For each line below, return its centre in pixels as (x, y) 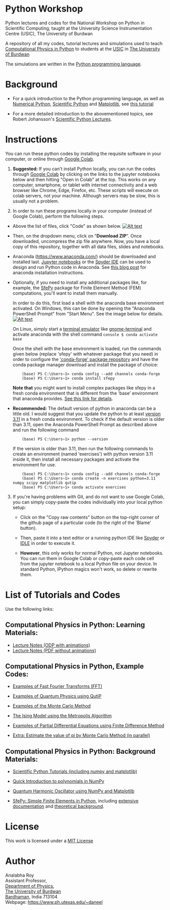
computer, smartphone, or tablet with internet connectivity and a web (85, 185)
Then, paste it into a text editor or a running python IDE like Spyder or (92, 538)
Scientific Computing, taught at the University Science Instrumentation (79, 28)
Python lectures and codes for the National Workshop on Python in (75, 23)
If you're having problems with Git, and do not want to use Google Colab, (89, 496)
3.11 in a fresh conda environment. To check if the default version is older (89, 419)
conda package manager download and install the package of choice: (85, 365)
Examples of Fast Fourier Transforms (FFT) (57, 686)
